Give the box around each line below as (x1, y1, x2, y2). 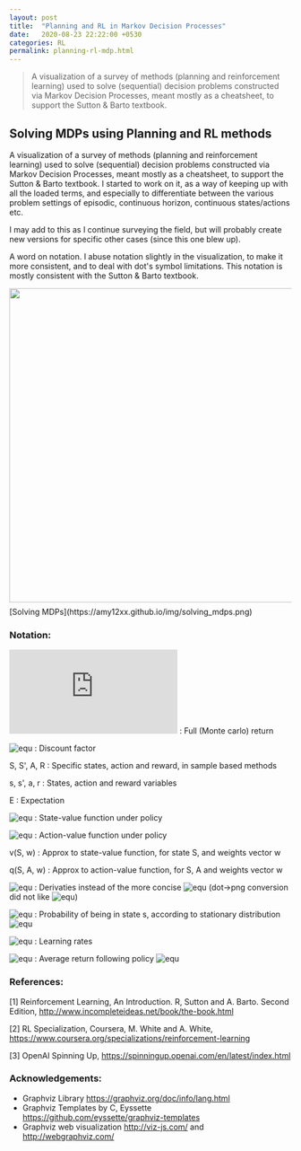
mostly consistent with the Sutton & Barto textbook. (9, 270, 199, 281)
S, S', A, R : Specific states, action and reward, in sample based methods (9, 760, 278, 771)
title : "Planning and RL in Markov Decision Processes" (9, 22, 227, 31)
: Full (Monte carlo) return (178, 725, 274, 736)
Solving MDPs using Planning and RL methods (9, 126, 272, 141)
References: (9, 976, 64, 988)
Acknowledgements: (9, 1072, 102, 1085)
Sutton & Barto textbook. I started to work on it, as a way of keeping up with (9, 178, 288, 189)
